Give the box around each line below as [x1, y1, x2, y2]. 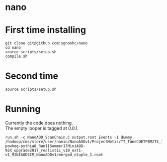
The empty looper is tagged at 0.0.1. [5, 125, 79, 131]
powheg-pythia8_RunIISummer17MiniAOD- [5, 144, 85, 149]
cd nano [5, 45, 21, 50]
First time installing [5, 24, 86, 36]
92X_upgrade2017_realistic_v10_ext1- [5, 148, 83, 153]
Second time [5, 70, 59, 82]
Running [5, 104, 41, 115]
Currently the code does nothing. [5, 120, 73, 126]
